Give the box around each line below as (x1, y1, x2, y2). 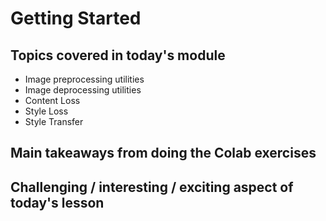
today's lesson (10, 194, 105, 211)
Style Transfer (24, 116, 84, 127)
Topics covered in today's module (10, 47, 226, 64)
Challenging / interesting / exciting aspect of (10, 178, 294, 196)
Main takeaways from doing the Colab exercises (10, 145, 317, 162)
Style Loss (24, 105, 69, 117)
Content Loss (24, 95, 81, 106)
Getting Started (10, 7, 142, 30)
